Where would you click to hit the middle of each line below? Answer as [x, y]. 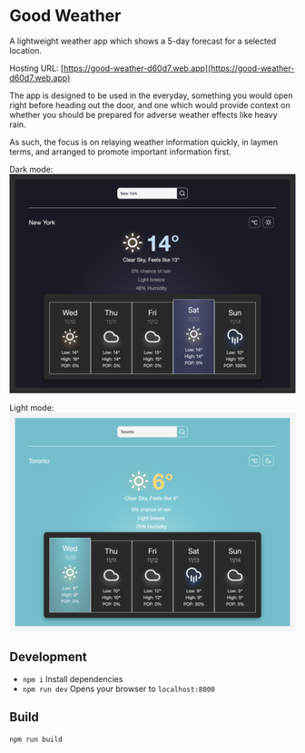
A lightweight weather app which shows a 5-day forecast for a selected [143, 41]
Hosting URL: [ [37, 68]
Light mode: [32, 407]
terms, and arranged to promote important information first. [120, 152]
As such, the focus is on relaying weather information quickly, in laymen [144, 142]
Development [49, 657]
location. [26, 50]
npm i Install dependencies [73, 679]
